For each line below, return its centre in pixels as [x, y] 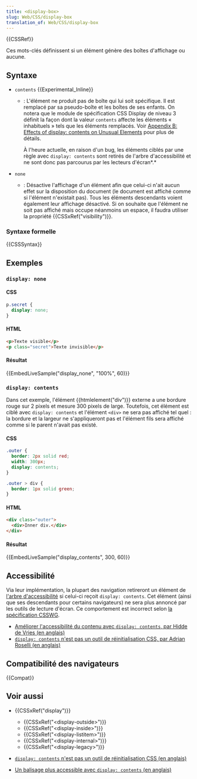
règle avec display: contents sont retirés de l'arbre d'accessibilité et [107, 156]
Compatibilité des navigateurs [63, 663]
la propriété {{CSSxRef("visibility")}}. [68, 217]
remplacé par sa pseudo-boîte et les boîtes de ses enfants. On [99, 107]
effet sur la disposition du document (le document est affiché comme [107, 191]
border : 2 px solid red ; [40, 457]
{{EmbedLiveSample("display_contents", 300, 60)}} [68, 557]
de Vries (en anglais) [40, 632]
